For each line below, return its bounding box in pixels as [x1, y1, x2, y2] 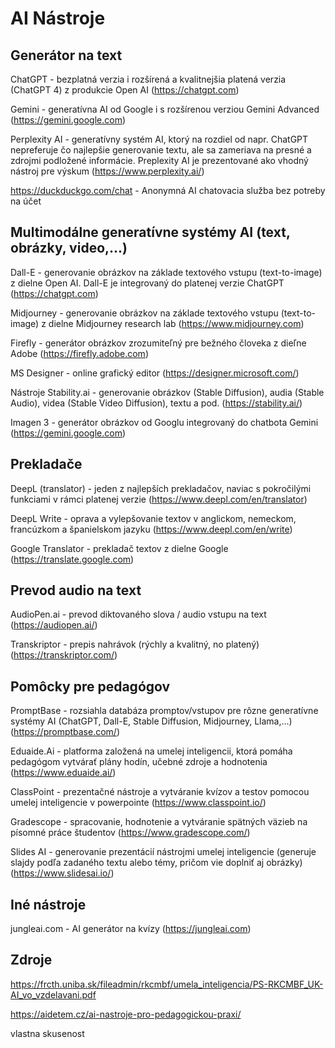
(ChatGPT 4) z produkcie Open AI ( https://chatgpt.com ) [10, 84, 240, 96]
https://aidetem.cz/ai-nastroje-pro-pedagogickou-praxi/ [10, 1008, 242, 1020]
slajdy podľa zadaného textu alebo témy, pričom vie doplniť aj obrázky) [10, 857, 303, 869]
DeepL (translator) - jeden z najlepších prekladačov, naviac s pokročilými [10, 482, 312, 494]
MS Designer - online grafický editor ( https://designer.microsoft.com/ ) [10, 367, 300, 379]
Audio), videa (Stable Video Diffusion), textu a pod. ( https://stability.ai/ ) [10, 397, 303, 409]
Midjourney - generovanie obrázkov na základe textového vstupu [10, 307, 279, 319]
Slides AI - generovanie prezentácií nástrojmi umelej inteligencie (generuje [10, 846, 317, 858]
